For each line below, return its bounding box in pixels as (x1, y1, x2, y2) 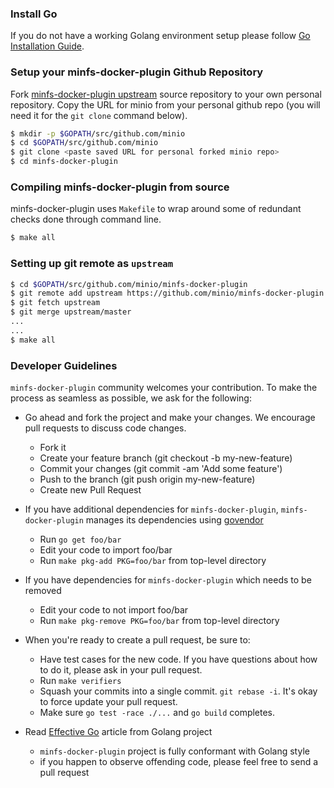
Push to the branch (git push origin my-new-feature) (39, 473, 256, 485)
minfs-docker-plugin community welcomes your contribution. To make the (10, 381, 318, 393)
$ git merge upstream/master (10, 307, 132, 317)
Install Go (10, 7, 58, 21)
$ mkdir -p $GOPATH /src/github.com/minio (10, 128, 186, 139)
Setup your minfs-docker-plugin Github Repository (10, 65, 264, 79)
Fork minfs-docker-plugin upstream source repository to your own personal (10, 88, 322, 100)
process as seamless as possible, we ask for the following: (10, 392, 252, 404)
